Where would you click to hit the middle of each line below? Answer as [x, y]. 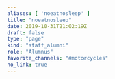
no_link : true [27, 65]
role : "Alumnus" [30, 52]
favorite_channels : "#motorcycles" [58, 58]
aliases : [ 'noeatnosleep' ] [49, 13]
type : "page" [26, 39]
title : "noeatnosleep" [39, 20]
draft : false [26, 33]
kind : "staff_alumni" [38, 45]
